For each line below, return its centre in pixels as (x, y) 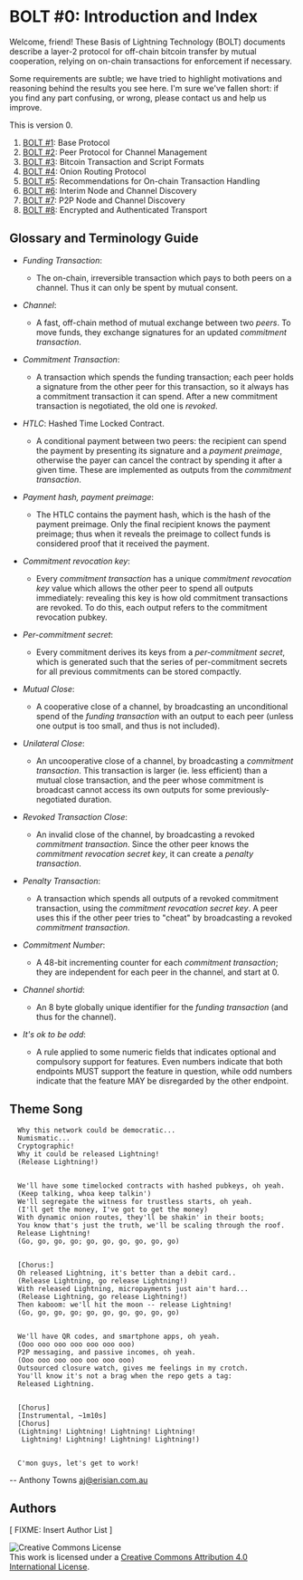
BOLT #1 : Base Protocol (66, 142)
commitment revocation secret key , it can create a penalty (145, 853)
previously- (248, 789)
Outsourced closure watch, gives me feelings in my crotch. (133, 1368)
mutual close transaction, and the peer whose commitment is (150, 780)
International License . (50, 1567)
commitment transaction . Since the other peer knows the (142, 843)
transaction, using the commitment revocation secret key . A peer (157, 908)
